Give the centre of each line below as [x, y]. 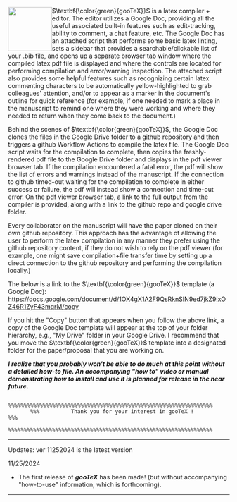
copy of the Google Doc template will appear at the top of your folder [108, 327]
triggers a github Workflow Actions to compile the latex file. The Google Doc [118, 144]
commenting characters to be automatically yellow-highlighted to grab [110, 86]
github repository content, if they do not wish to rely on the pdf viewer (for [116, 248]
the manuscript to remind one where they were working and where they [112, 108]
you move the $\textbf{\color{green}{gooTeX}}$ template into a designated [117, 343]
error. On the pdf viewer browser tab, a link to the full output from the [108, 197]
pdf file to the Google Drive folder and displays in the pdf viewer [129, 159]
